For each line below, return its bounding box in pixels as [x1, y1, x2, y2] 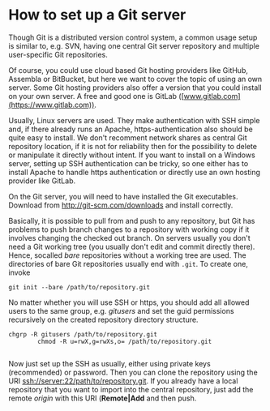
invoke [8, 268, 31, 277]
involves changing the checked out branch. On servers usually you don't [8, 233, 251, 242]
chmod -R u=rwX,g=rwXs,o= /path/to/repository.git [37, 337, 212, 345]
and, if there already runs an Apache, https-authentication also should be [8, 124, 253, 134]
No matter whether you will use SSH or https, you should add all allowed [8, 298, 250, 307]
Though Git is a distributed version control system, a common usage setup [8, 32, 258, 42]
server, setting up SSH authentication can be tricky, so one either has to [8, 158, 249, 168]
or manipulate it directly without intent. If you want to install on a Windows [8, 150, 255, 160]
